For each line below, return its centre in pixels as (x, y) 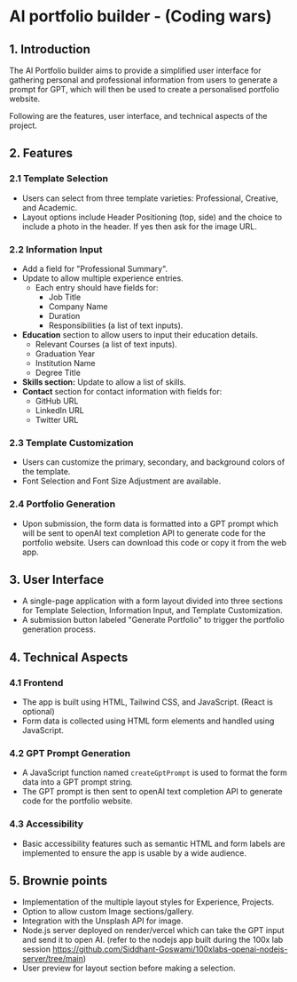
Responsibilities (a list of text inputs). (116, 325)
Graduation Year (65, 354)
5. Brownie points (59, 881)
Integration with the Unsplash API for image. (102, 921)
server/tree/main (53, 959)
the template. (46, 472)
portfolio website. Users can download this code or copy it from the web (154, 542)
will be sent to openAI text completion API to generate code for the (144, 533)
